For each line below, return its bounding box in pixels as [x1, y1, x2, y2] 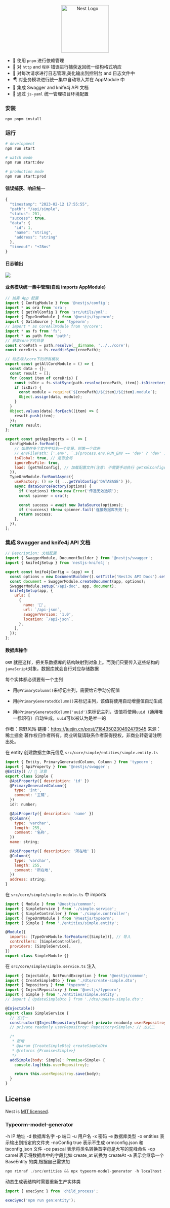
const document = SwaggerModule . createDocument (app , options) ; [10, 579, 146, 584]
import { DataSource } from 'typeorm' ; [5, 319, 90, 324]
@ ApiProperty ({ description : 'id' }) [10, 778, 90, 784]
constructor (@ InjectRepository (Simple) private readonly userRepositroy [10, 1020, 166, 1025]
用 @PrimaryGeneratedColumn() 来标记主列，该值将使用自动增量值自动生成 [12, 698, 163, 704]
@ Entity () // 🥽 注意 [5, 769, 47, 774]
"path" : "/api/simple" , [10, 206, 60, 212]
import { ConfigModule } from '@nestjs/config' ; [5, 300, 110, 306]
